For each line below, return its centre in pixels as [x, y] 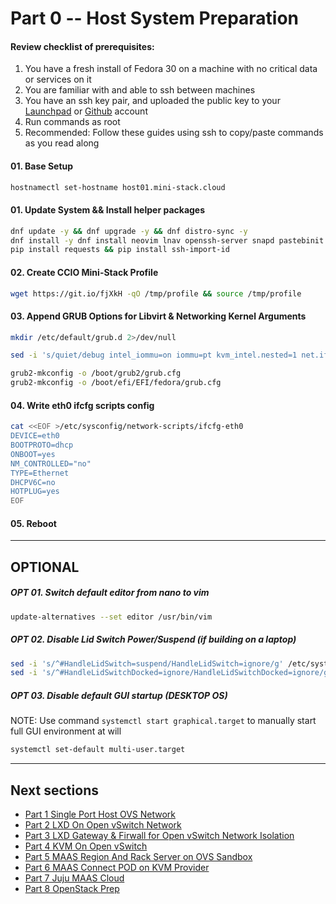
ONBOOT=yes [33, 454]
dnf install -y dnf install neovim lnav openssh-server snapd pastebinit [167, 240]
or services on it [58, 79]
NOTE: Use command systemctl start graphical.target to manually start [163, 721]
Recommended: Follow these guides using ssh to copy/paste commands [174, 133]
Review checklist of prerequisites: [82, 46]
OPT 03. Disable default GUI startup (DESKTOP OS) [119, 695]
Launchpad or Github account [86, 111]
